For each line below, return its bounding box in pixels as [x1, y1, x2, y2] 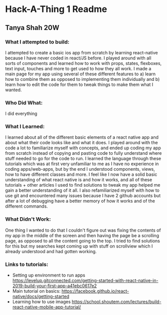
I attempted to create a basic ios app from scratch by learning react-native [5, 49, 158, 55]
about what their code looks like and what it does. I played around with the [5, 140, 158, 146]
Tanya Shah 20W [5, 23, 60, 32]
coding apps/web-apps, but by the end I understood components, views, [5, 166, 156, 172]
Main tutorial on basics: [12, 288, 61, 294]
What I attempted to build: [5, 38, 70, 45]
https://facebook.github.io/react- [61, 288, 129, 294]
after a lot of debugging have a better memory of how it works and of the [5, 198, 156, 204]
